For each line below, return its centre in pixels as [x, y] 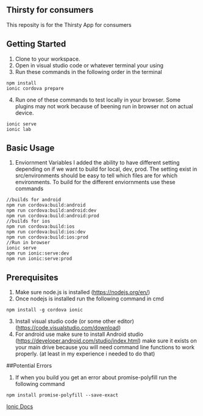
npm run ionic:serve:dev [38, 253]
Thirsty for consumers [50, 10]
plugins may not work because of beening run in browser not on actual [104, 106]
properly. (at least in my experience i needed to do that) [85, 354]
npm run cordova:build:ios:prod [47, 237]
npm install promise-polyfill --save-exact [62, 395]
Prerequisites [32, 277]
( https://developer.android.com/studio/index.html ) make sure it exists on [106, 341]
